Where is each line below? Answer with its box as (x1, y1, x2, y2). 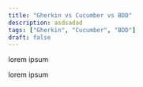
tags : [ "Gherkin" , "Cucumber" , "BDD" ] (8, 26, 136, 34)
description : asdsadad (8, 19, 83, 27)
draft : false (8, 33, 51, 42)
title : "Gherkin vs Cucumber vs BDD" (8, 11, 133, 20)
